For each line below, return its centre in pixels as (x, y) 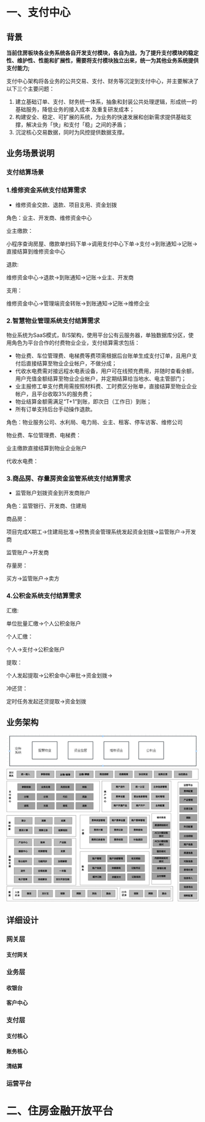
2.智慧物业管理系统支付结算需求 (53, 320)
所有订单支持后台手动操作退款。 (55, 409)
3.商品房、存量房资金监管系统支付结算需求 (69, 479)
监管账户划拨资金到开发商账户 (52, 493)
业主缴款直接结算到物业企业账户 (46, 448)
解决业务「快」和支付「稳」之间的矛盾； (77, 125)
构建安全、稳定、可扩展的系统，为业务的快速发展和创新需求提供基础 (101, 117)
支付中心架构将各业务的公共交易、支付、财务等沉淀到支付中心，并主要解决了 (103, 81)
